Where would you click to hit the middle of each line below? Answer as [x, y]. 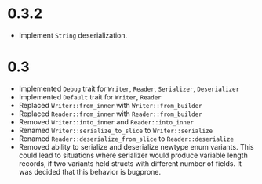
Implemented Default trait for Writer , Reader [90, 97]
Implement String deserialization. [73, 35]
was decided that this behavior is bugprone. [90, 171]
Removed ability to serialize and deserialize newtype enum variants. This [136, 146]
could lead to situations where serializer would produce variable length [133, 155]
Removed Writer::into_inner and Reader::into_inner [106, 121]
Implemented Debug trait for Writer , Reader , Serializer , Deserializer [129, 88]
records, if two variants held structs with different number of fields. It [130, 163]
